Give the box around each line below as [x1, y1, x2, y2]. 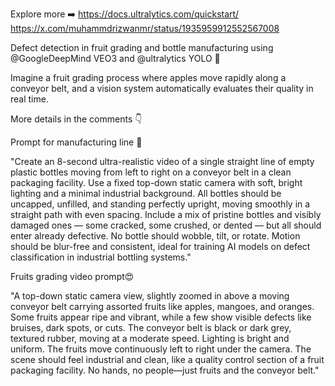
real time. [10, 93, 49, 105]
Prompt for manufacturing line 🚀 [10, 136, 143, 148]
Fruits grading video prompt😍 [10, 271, 135, 282]
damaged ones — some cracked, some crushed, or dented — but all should [10, 219, 322, 231]
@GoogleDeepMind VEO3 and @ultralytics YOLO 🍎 [10, 53, 221, 64]
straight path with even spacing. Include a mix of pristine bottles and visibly [10, 209, 322, 220]
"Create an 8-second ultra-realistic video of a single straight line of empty [10, 156, 315, 167]
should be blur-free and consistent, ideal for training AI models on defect [10, 241, 311, 252]
